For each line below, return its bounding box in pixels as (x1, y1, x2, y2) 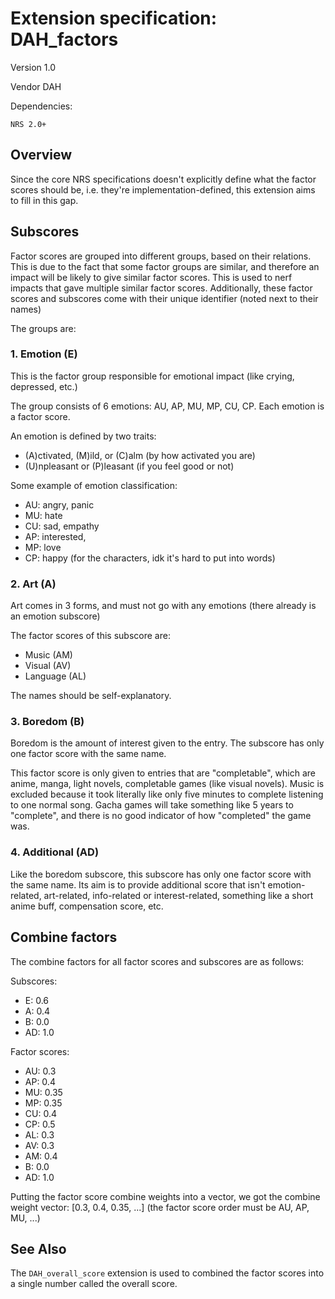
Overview (10, 147, 73, 164)
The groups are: (10, 322, 77, 334)
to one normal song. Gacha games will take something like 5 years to (10, 799, 294, 811)
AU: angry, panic (24, 498, 95, 511)
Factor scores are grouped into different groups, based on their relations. (10, 250, 312, 262)
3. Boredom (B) (10, 715, 85, 729)
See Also (10, 1240, 67, 1257)
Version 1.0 (10, 61, 56, 73)
